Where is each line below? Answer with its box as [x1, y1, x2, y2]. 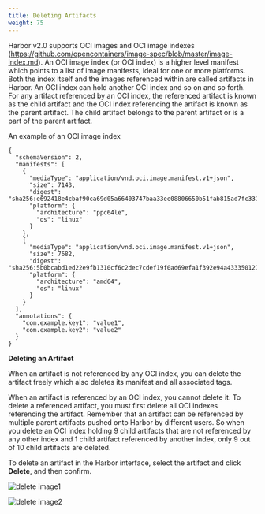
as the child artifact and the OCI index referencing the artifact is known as [8, 99, 248, 109]
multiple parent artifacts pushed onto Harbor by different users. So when [8, 417, 244, 426]
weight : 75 [8, 19, 44, 27]
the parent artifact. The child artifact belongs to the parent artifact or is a [8, 107, 244, 117]
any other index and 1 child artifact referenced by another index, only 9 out [8, 434, 251, 444]
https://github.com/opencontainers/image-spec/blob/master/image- [10, 49, 233, 58]
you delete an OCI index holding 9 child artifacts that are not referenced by [8, 426, 252, 435]
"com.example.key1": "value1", [22, 318, 125, 327]
